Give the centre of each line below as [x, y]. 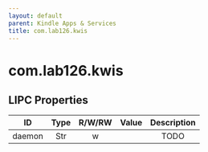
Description [173, 123]
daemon [28, 136]
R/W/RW [96, 123]
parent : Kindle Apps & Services [62, 23]
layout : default [35, 16]
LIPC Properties [48, 100]
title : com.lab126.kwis [48, 31]
